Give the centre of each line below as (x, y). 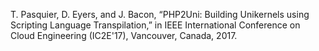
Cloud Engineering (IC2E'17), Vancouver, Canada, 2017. (124, 35)
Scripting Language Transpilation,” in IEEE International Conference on (155, 25)
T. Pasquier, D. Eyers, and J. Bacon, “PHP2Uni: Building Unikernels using (160, 14)
